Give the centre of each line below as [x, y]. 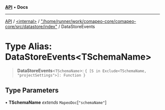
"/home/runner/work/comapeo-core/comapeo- [89, 21]
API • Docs [16, 7]
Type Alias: [29, 47]
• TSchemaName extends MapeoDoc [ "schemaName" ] [56, 102]
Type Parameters [32, 91]
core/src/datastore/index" [31, 26]
